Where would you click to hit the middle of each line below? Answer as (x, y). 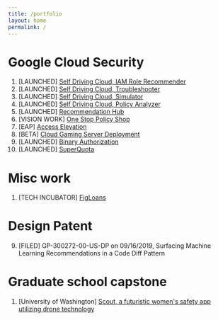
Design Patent (50, 226)
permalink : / (27, 27)
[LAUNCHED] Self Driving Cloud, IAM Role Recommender (102, 81)
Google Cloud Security (76, 62)
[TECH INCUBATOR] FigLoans (62, 198)
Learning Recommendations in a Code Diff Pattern (92, 253)
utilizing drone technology (56, 309)
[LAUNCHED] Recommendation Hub (71, 112)
